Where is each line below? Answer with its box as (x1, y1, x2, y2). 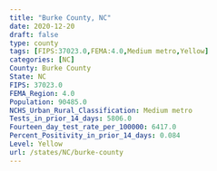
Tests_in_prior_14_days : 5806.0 (9, 114, 132, 123)
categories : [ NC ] (9, 55, 75, 64)
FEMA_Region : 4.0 (9, 89, 75, 98)
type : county (9, 38, 59, 48)
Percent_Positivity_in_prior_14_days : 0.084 (9, 131, 181, 140)
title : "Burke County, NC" (9, 13, 112, 23)
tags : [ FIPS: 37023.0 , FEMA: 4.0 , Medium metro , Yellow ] (9, 47, 209, 56)
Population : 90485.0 (9, 97, 88, 107)
